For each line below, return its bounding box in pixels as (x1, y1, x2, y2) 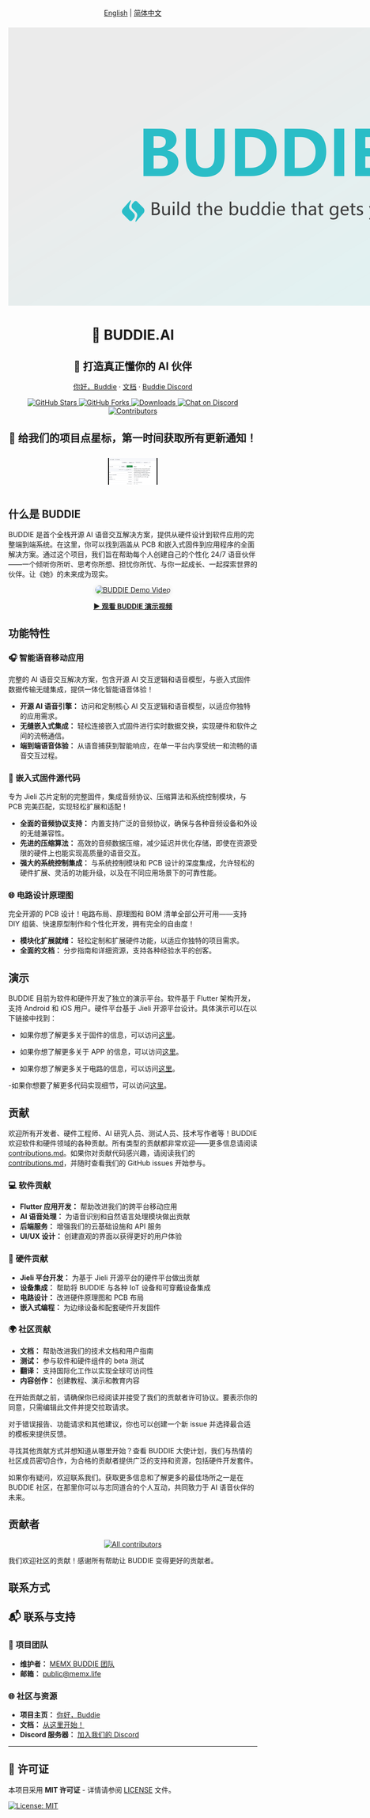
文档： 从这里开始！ (19, 1720, 85, 1729)
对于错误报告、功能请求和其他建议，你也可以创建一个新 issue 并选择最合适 (8, 1419, 251, 1429)
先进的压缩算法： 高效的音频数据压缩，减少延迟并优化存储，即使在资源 (19, 839, 251, 848)
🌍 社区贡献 (8, 1324, 51, 1335)
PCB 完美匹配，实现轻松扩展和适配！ (8, 802, 129, 812)
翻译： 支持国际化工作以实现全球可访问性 (19, 1365, 154, 1375)
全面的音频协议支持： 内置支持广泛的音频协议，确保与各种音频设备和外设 (19, 819, 258, 828)
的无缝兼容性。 (19, 828, 69, 838)
